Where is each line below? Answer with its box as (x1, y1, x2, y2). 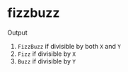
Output (7, 28, 28, 37)
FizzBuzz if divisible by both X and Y (17, 42, 122, 50)
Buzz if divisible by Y (17, 56, 76, 65)
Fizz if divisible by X (17, 49, 76, 58)
